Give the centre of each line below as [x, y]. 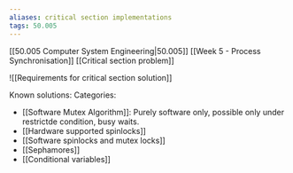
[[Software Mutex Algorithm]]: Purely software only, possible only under [153, 112]
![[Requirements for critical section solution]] [91, 77]
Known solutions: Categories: [63, 95]
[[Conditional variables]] [66, 159]
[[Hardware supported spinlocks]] [84, 130]
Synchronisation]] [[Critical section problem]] [92, 60]
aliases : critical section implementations [91, 17]
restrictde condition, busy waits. [81, 122]
